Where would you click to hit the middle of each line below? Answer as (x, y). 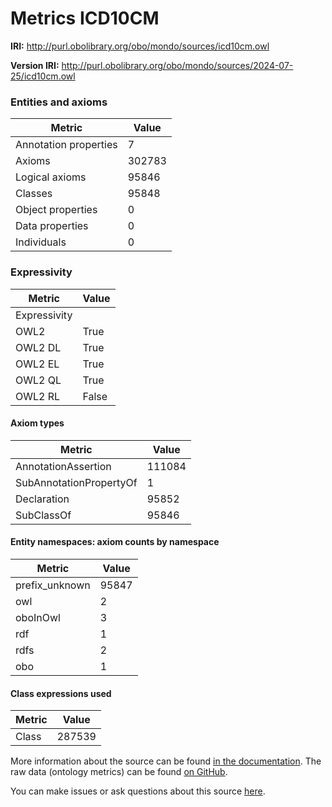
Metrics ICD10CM (85, 18)
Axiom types (37, 423)
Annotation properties (66, 145)
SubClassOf (43, 515)
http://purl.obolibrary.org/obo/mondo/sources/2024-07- (177, 65)
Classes (34, 194)
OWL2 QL (38, 380)
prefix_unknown (53, 585)
